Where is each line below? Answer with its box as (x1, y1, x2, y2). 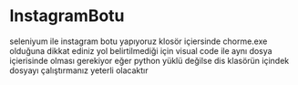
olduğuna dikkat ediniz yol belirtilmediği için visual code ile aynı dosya (9, 45, 272, 56)
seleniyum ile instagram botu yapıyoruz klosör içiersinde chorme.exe (9, 36, 268, 47)
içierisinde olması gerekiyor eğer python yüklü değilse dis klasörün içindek (9, 55, 290, 66)
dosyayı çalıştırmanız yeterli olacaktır (9, 65, 149, 76)
